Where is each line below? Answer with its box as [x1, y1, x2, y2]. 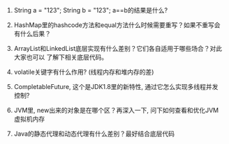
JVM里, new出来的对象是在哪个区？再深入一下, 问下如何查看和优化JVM [13, 106, 219, 114]
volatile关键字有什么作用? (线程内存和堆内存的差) [13, 68, 154, 76]
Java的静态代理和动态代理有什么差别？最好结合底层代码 [13, 129, 175, 138]
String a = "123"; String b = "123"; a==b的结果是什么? [13, 6, 168, 14]
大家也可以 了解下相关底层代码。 [13, 53, 108, 61]
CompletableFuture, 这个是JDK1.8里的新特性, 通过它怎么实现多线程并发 [13, 83, 219, 90]
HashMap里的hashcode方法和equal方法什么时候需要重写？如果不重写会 [13, 21, 221, 29]
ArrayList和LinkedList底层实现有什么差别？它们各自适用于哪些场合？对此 [13, 45, 223, 52]
